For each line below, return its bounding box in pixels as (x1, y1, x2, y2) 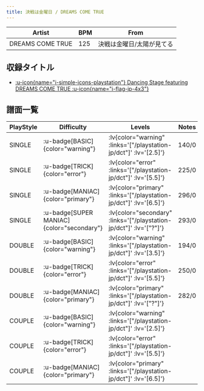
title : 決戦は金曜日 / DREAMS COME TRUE (6, 9, 104, 15)
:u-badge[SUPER (43, 208, 93, 217)
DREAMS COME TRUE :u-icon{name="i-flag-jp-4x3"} (15, 85, 149, 93)
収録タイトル (6, 62, 55, 73)
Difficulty (59, 123, 87, 132)
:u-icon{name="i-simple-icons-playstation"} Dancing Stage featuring (15, 79, 188, 86)
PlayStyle (9, 123, 38, 132)
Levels (130, 123, 151, 132)
